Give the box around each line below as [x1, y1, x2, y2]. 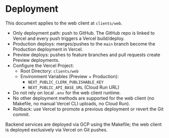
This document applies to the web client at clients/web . [5, 20, 123, 26]
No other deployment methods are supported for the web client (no [12, 95, 155, 101]
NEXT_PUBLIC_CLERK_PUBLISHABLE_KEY [28, 80, 104, 85]
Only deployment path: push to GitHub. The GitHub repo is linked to [12, 30, 155, 36]
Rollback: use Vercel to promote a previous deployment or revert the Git [12, 106, 164, 112]
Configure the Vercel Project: [12, 62, 74, 68]
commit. [12, 111, 30, 118]
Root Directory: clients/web [20, 67, 79, 74]
